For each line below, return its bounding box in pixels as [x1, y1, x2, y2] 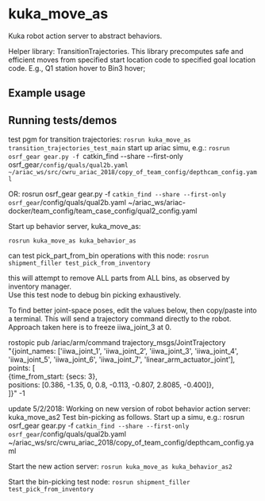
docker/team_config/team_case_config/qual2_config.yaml [8, 206, 198, 216]
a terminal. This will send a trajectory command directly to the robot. [8, 314, 232, 324]
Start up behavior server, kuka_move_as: [8, 222, 141, 231]
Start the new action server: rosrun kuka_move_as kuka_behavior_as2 [8, 462, 232, 472]
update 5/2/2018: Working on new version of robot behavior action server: [8, 404, 252, 414]
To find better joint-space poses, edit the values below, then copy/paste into [8, 305, 258, 315]
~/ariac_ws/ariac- [128, 198, 186, 208]
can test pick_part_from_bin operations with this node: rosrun [8, 251, 209, 261]
